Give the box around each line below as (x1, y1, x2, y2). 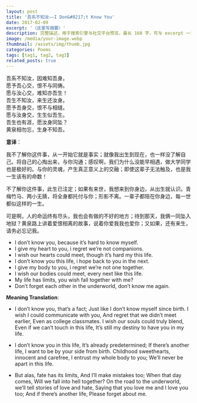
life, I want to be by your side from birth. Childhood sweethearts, (14, 347, 171, 355)
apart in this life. (14, 360, 54, 367)
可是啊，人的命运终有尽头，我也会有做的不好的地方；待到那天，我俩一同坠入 (6, 212, 191, 219)
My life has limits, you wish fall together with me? (14, 276, 134, 283)
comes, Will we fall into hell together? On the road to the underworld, (14, 378, 181, 385)
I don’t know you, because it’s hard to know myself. (14, 239, 139, 246)
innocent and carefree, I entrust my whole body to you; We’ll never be (14, 354, 184, 361)
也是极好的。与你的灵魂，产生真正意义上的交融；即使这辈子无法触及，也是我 (6, 165, 191, 172)
